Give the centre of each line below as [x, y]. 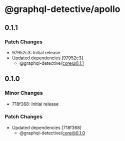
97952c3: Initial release [36, 52]
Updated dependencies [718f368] [47, 128]
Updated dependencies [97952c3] [47, 58]
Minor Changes [24, 93]
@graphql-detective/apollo [62, 9]
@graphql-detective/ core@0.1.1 [51, 63]
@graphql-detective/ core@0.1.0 [52, 133]
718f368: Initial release [35, 104]
